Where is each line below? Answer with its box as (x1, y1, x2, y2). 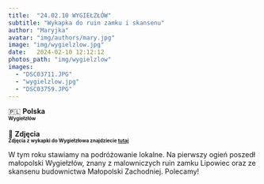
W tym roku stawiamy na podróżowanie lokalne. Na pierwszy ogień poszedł (8, 150, 256, 160)
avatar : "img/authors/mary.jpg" (8, 33, 115, 42)
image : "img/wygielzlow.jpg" (8, 41, 105, 49)
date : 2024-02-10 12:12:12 (8, 48, 105, 56)
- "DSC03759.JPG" (15, 84, 73, 93)
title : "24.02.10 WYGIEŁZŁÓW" (8, 11, 112, 20)
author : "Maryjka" (8, 26, 69, 34)
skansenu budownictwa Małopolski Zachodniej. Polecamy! (8, 167, 200, 176)
